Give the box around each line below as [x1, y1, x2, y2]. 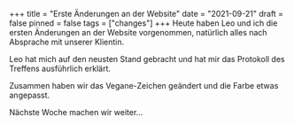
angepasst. [9, 90, 50, 100]
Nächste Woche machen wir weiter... [9, 107, 143, 117]
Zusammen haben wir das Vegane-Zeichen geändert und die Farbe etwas [9, 81, 279, 90]
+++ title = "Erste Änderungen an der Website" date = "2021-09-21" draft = [9, 9, 284, 19]
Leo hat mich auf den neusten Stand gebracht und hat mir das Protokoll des [9, 54, 285, 64]
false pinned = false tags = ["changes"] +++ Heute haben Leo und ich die [9, 18, 278, 28]
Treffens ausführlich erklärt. [9, 63, 112, 74]
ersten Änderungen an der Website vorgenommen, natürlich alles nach [9, 27, 267, 37]
